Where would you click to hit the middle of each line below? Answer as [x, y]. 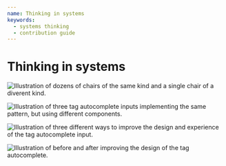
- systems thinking [41, 26]
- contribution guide [44, 33]
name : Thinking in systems [46, 13]
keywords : [21, 20]
